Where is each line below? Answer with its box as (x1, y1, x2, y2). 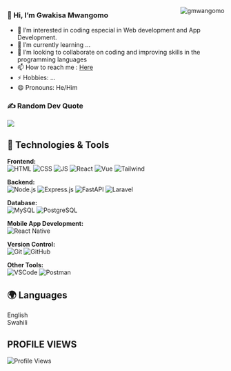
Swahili (7, 318, 28, 327)
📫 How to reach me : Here (17, 63, 94, 72)
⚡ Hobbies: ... (17, 73, 56, 82)
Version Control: (7, 240, 56, 249)
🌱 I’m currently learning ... (17, 41, 91, 49)
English (7, 311, 28, 319)
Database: (7, 199, 38, 207)
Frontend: (7, 158, 37, 166)
